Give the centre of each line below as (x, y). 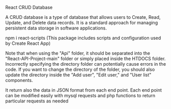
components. (19, 80)
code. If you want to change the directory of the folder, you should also (80, 69)
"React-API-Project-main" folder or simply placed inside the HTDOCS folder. (86, 59)
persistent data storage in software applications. (56, 28)
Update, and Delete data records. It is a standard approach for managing (82, 23)
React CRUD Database (29, 7)
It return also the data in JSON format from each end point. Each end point (84, 90)
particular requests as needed (37, 101)
